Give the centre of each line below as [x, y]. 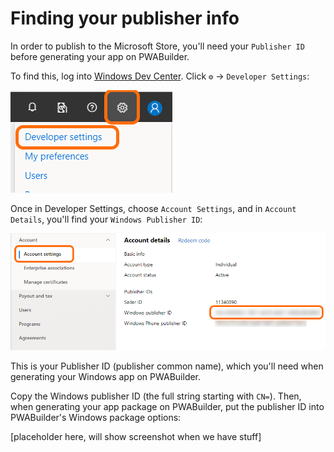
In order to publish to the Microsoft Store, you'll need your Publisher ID [157, 46]
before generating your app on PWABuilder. [100, 56]
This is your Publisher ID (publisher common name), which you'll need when [167, 366]
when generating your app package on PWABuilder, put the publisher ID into [167, 407]
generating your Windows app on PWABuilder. [106, 377]
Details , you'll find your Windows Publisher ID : [106, 219]
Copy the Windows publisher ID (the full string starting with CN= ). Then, [156, 396]
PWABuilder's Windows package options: [96, 418]
